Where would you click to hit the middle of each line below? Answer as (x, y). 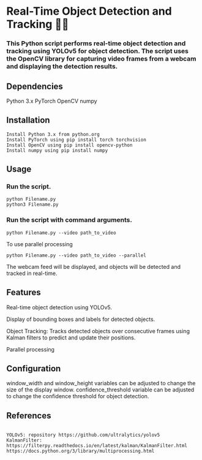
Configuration (34, 368)
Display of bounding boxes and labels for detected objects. (81, 319)
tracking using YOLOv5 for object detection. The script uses (97, 51)
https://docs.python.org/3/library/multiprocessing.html (80, 451)
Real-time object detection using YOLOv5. (59, 307)
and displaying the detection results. (62, 67)
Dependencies (35, 86)
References (29, 416)
